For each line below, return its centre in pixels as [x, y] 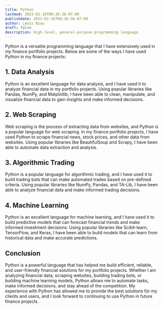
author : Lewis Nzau [25, 23]
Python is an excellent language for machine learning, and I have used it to [80, 217]
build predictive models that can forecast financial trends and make [72, 222]
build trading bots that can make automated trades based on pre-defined [78, 179]
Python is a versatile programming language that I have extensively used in [80, 46]
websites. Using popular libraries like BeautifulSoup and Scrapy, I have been [81, 142]
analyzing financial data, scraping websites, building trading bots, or [73, 276]
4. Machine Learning [37, 205]
